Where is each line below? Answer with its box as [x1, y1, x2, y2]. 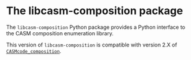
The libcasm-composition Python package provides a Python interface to [6, 24, 186, 31]
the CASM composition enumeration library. [6, 29, 114, 36]
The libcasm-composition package [6, 4, 183, 18]
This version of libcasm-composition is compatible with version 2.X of [6, 41, 177, 48]
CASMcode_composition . [6, 47, 61, 54]
